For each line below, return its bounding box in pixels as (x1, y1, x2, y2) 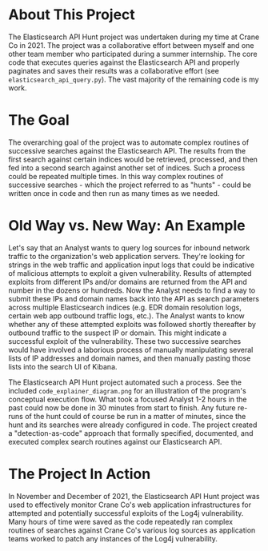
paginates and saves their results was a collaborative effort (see (8, 66, 220, 75)
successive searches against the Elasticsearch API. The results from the (8, 146, 246, 155)
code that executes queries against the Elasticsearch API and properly (8, 58, 240, 67)
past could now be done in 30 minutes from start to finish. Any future (8, 402, 236, 413)
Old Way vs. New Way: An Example (8, 217, 246, 235)
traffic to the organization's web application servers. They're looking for (8, 251, 246, 261)
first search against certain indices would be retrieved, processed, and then (8, 154, 258, 164)
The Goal (8, 111, 70, 130)
